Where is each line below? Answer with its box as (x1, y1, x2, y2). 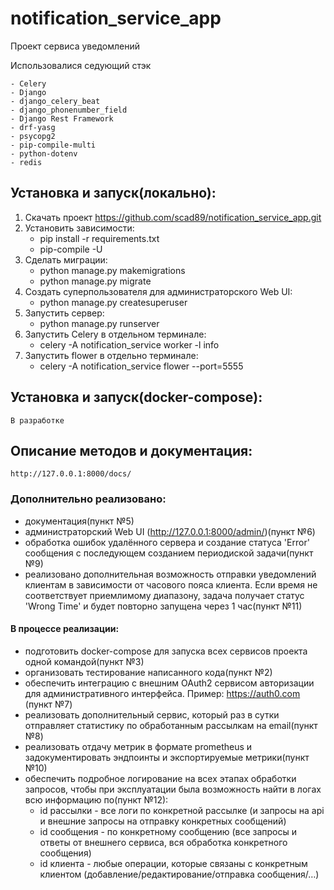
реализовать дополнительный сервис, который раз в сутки (24, 708, 280, 721)
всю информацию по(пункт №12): (24, 793, 169, 806)
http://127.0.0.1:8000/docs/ (10, 469, 132, 479)
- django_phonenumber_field (10, 105, 128, 115)
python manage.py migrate (39, 275, 152, 287)
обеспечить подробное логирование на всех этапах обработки (24, 772, 297, 784)
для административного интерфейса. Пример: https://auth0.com (24, 687, 301, 699)
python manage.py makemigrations (39, 264, 186, 276)
